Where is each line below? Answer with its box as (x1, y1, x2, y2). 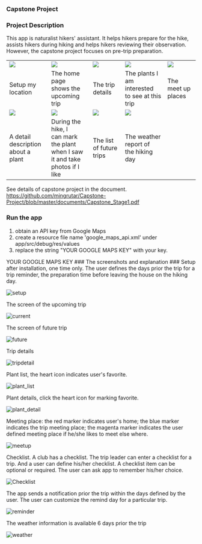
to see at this (125, 92, 161, 101)
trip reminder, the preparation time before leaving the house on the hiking (6, 270, 188, 278)
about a (9, 148, 31, 156)
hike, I (50, 125, 68, 134)
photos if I (50, 163, 80, 171)
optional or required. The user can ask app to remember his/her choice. (6, 466, 183, 474)
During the (50, 117, 81, 126)
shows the (50, 84, 81, 93)
